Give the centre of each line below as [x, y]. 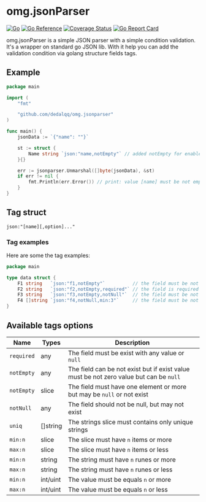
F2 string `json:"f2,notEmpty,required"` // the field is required [108, 289]
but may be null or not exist [108, 394]
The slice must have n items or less [118, 449]
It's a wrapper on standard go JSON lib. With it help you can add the [93, 47]
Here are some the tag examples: [48, 255]
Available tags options [50, 326]
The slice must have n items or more [120, 439]
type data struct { [31, 277]
